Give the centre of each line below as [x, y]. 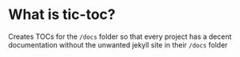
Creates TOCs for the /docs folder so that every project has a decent [120, 36]
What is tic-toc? [62, 15]
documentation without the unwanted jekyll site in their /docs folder [118, 44]
